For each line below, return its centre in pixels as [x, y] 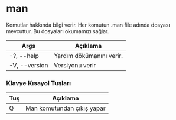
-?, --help [24, 56]
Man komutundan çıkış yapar [66, 108]
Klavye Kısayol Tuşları [39, 83]
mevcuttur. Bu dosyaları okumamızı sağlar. [58, 31]
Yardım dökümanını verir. [88, 56]
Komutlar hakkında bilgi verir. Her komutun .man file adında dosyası [88, 25]
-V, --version [29, 65]
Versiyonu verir [75, 65]
